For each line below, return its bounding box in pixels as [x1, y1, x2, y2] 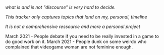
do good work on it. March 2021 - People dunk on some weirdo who [5, 38, 147, 44]
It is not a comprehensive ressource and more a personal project [5, 23, 140, 29]
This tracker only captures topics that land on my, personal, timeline [5, 14, 147, 19]
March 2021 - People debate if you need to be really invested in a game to [5, 33, 159, 39]
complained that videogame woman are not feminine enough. [5, 44, 133, 49]
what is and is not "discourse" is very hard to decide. [5, 4, 116, 10]
